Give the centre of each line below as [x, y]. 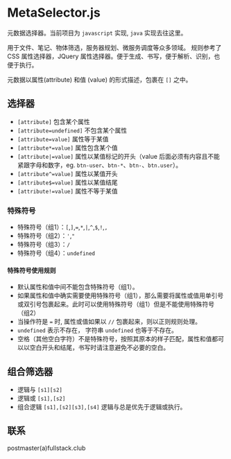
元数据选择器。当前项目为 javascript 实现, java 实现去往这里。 [97, 33]
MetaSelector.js [54, 13]
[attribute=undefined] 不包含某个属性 [72, 130]
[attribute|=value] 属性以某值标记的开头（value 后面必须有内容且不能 [119, 156]
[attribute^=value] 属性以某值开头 [67, 173]
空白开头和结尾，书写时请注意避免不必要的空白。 [100, 347]
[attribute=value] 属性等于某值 [63, 139]
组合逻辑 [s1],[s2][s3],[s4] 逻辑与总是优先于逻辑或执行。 [102, 407]
